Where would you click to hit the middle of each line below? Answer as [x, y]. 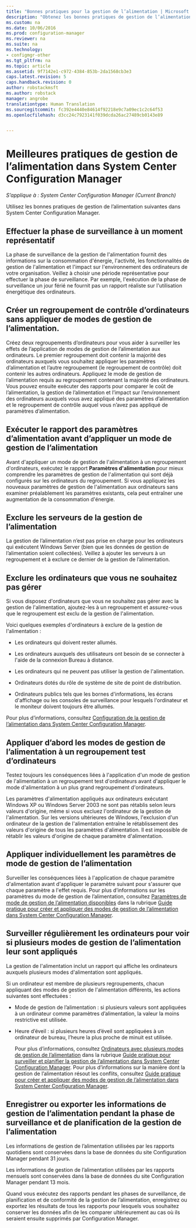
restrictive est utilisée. [41, 1020]
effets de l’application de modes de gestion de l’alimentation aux [83, 348]
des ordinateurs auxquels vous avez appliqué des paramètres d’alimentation [97, 398]
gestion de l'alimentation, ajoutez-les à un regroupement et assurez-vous [94, 607]
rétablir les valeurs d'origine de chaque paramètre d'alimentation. [85, 836]
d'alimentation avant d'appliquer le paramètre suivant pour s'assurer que [94, 884]
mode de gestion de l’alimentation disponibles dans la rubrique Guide [89, 902]
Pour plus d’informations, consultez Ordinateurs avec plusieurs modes [99, 1048]
